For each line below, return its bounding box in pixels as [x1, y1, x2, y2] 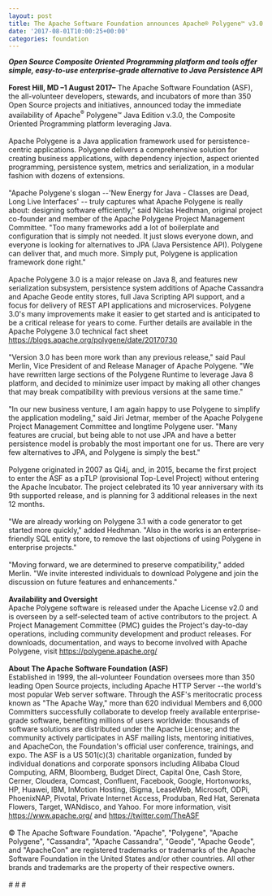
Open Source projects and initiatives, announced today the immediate [8, 100, 242, 110]
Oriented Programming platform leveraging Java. [8, 119, 172, 129]
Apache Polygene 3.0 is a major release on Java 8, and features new [8, 274, 238, 284]
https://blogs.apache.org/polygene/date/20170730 [8, 334, 178, 344]
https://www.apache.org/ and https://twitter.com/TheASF [8, 811, 200, 820]
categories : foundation [8, 34, 89, 43]
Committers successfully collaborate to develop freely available [8, 706, 221, 716]
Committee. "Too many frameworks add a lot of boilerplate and [8, 222, 219, 232]
